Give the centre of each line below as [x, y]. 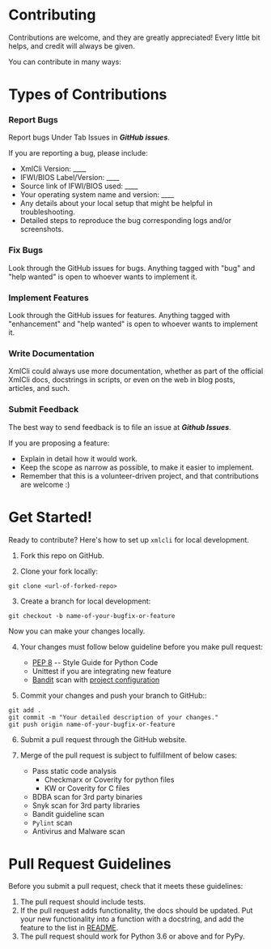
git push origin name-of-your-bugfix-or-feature [92, 724]
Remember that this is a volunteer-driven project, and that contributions [139, 475]
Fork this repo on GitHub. [62, 555]
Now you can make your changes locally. [77, 631]
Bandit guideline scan [68, 814]
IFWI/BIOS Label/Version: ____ [70, 178]
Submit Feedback [44, 410]
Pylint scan [52, 822]
